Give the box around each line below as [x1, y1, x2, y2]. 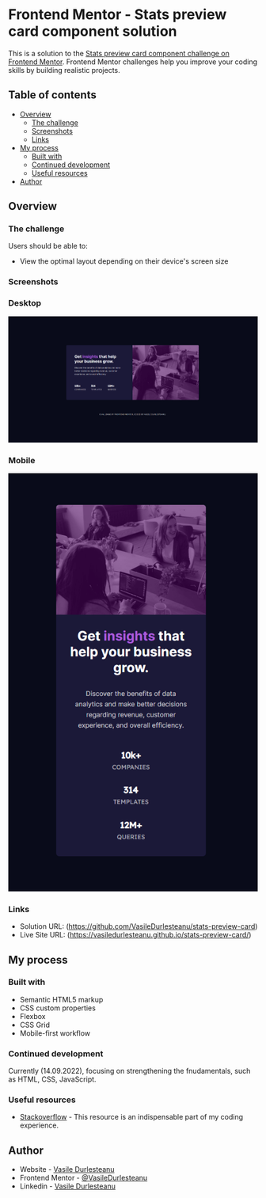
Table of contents [8, 89, 97, 102]
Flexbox [19, 1011, 46, 1021]
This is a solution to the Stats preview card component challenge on [8, 48, 230, 58]
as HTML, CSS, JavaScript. [8, 1074, 97, 1084]
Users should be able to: [8, 242, 89, 251]
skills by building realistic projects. [8, 65, 120, 74]
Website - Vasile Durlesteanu [19, 1165, 115, 1174]
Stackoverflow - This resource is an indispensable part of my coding [19, 1112, 244, 1122]
